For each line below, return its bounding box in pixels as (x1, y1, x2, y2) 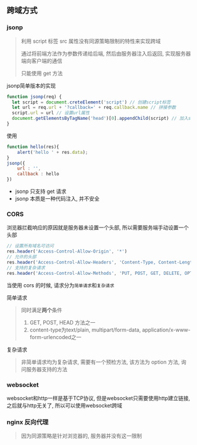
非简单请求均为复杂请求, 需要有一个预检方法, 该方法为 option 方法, (20, 358, 180, 365)
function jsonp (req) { (6, 94, 62, 99)
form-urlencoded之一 (29, 333, 82, 340)
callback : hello (17, 171, 60, 177)
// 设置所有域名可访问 (6, 243, 54, 249)
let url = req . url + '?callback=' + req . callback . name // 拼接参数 (12, 105, 176, 111)
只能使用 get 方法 (20, 70, 63, 77)
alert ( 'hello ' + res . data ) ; (17, 149, 88, 155)
